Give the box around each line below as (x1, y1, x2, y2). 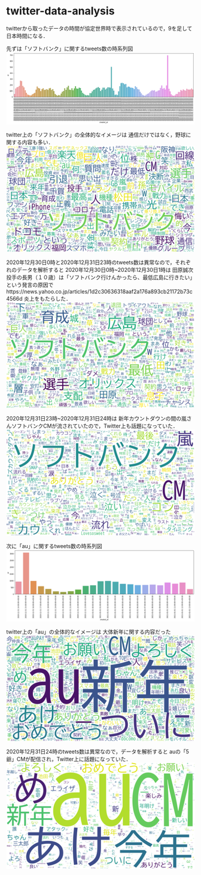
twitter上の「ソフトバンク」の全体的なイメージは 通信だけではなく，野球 (6, 131, 187, 138)
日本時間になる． (6, 32, 48, 40)
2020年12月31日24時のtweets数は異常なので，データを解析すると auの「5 (6, 748, 190, 755)
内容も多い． (22, 139, 54, 146)
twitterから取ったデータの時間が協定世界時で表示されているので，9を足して (6, 25, 193, 32)
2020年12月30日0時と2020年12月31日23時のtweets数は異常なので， (6, 259, 175, 266)
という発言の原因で (6, 281, 54, 288)
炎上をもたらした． (23, 295, 72, 302)
